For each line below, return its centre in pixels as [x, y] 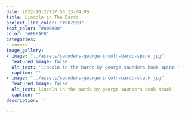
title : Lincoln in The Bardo [42, 17]
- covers [17, 45]
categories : [21, 39]
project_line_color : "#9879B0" [45, 23]
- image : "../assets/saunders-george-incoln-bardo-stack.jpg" [85, 78]
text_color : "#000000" [34, 28]
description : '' [26, 100]
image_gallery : [25, 51]
